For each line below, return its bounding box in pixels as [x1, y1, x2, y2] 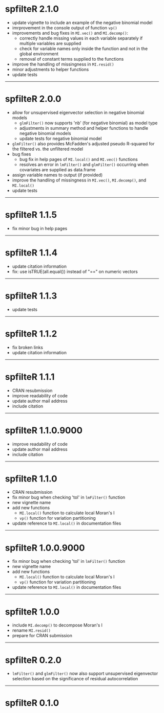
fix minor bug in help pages [12, 225, 67, 231]
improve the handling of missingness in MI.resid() [12, 61, 114, 67]
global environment [19, 50, 59, 57]
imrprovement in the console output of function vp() [12, 24, 118, 30]
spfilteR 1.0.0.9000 [5, 542, 85, 553]
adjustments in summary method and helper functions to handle [19, 125, 148, 131]
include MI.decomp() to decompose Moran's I [12, 622, 102, 628]
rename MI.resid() [12, 627, 51, 633]
